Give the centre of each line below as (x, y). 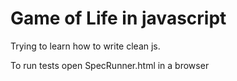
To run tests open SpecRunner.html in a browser (110, 65)
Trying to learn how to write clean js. (85, 46)
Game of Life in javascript (118, 18)
